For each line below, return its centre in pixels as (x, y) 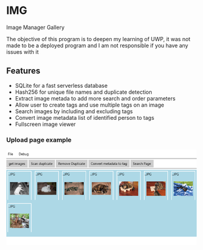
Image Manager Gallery (35, 27)
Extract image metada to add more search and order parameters (95, 98)
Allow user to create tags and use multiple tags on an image (89, 105)
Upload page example (39, 140)
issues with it (23, 51)
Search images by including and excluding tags (74, 111)
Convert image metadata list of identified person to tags (85, 117)
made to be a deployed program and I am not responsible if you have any (97, 45)
